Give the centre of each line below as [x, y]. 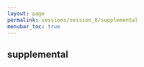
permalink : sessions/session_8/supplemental [73, 20]
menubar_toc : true [34, 26]
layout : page [26, 13]
